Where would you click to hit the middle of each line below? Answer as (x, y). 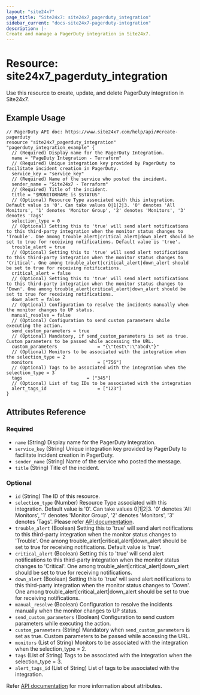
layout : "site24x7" (31, 12)
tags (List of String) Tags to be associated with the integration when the (103, 655)
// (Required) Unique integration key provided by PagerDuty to (93, 163)
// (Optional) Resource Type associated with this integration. (93, 200)
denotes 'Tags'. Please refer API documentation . (74, 521)
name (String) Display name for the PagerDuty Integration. (85, 442)
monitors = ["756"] (66, 362)
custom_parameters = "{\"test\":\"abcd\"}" (86, 347)
